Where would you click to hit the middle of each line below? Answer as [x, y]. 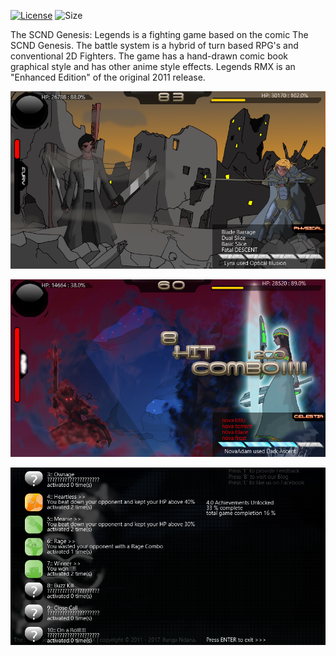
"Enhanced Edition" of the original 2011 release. [108, 77]
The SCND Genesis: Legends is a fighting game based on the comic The [159, 34]
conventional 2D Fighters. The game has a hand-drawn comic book [149, 56]
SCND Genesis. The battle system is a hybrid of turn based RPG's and [154, 45]
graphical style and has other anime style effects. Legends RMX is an [153, 66]
